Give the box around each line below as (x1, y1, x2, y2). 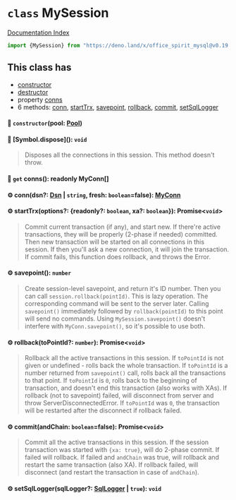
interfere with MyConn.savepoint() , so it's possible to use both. (24, 322, 206, 331)
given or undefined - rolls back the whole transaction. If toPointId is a (24, 362, 228, 370)
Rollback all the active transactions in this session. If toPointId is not (24, 354, 224, 362)
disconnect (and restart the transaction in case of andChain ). (24, 468, 199, 477)
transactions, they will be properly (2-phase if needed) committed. (24, 230, 218, 238)
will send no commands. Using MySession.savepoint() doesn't (24, 314, 206, 323)
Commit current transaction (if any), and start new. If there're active (24, 222, 221, 231)
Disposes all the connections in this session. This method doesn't (24, 150, 215, 160)
